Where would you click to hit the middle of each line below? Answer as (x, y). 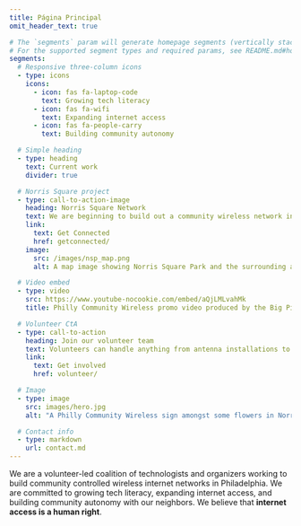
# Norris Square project (64, 191)
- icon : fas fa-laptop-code (86, 92)
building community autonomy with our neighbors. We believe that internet (148, 502)
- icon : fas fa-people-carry (87, 126)
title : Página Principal (56, 18)
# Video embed (43, 283)
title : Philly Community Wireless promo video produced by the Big (154, 308)
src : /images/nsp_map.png (81, 258)
